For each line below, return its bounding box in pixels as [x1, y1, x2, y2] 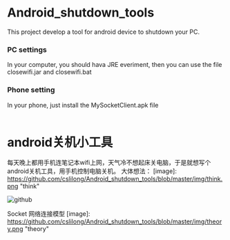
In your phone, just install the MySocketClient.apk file [7, 101, 159, 109]
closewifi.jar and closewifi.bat [7, 68, 92, 77]
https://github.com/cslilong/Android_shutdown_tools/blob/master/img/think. [7, 174, 223, 183]
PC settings [7, 45, 47, 54]
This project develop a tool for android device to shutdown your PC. [7, 28, 200, 36]
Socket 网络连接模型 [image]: [7, 210, 90, 218]
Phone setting [7, 85, 55, 94]
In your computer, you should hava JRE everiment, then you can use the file [7, 61, 222, 69]
